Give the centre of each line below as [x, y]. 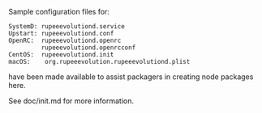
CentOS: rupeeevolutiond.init [61, 55]
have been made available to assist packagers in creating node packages [131, 77]
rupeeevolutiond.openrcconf [88, 48]
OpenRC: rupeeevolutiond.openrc [65, 40]
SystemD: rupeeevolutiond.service [67, 27]
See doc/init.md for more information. [71, 101]
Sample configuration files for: [59, 12]
